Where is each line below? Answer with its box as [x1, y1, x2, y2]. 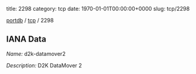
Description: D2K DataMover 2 [6, 61, 83, 69]
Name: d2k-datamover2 [6, 50, 66, 57]
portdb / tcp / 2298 [6, 17, 54, 23]
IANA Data [6, 34, 46, 45]
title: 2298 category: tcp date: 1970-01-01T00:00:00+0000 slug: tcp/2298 [6, 5, 190, 12]
